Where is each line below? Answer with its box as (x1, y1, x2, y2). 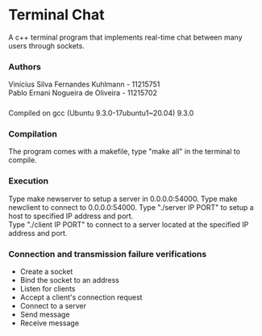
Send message (19, 309, 70, 320)
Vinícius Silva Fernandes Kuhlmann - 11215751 (8, 79, 160, 90)
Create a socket (19, 267, 73, 276)
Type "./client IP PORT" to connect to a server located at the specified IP (8, 220, 249, 229)
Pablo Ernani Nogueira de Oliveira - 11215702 (8, 88, 157, 98)
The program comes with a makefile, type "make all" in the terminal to (8, 147, 240, 157)
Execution (8, 175, 49, 187)
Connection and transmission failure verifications (8, 248, 207, 259)
